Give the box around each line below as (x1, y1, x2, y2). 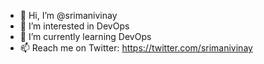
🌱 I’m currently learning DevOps (19, 31, 152, 42)
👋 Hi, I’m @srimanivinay (19, 10, 118, 21)
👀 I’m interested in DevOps (19, 20, 130, 32)
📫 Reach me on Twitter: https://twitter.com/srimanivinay (19, 42, 253, 54)
